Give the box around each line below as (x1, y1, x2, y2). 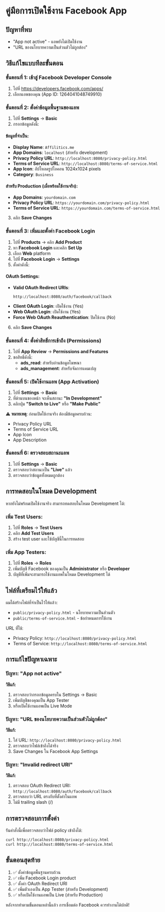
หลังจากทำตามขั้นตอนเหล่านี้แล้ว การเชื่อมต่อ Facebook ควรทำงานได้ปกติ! (5, 901, 129, 907)
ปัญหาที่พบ (5, 25, 32, 34)
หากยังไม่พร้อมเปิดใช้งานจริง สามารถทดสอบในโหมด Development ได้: (5, 500, 125, 506)
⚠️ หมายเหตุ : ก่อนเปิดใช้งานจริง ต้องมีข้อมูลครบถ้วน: (5, 411, 92, 417)
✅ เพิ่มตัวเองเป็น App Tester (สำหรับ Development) (12, 886, 108, 892)
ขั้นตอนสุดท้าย (5, 856, 40, 864)
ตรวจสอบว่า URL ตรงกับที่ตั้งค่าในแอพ (12, 794, 77, 800)
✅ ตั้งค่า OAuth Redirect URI (12, 880, 67, 886)
